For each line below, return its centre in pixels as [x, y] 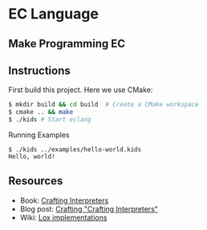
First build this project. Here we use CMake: [81, 90]
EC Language [53, 14]
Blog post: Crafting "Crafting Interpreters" [89, 208]
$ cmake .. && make [41, 112]
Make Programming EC [67, 44]
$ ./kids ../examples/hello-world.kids [75, 150]
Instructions [39, 70]
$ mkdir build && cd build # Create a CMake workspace [103, 105]
